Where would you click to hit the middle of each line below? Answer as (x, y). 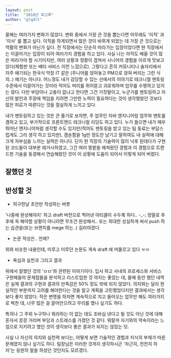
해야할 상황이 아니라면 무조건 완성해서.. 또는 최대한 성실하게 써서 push (90, 221)
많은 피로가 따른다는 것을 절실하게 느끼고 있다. (51, 105)
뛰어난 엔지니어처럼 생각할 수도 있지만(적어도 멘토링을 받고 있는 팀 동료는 (78, 129)
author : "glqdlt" (24, 19)
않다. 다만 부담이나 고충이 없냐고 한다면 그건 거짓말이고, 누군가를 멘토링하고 (86, 92)
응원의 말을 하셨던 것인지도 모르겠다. (52, 350)
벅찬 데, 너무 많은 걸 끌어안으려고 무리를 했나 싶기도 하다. (67, 303)
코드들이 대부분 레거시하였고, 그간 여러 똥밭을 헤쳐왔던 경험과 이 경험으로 (83, 148)
